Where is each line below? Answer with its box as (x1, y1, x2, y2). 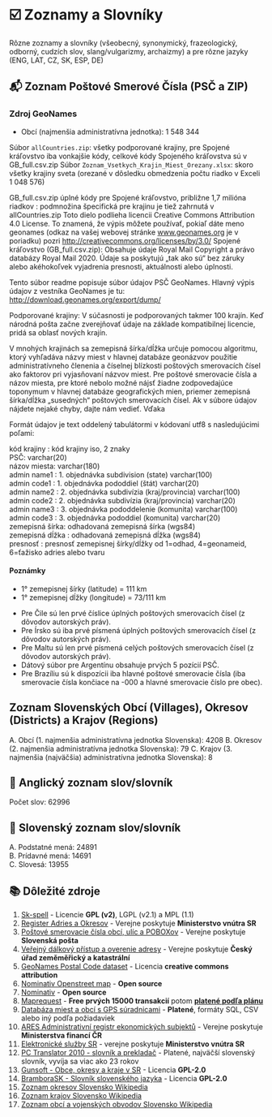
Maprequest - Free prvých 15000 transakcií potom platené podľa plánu (20, 996, 264, 1006)
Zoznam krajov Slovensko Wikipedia (20, 1091, 142, 1101)
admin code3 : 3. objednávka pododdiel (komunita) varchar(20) (9, 512, 221, 523)
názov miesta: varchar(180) (9, 461, 100, 471)
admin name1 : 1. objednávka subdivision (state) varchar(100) (9, 469, 213, 479)
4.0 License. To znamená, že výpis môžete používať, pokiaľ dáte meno (9, 218, 245, 228)
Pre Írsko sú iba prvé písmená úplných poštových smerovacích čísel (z (20, 625, 257, 635)
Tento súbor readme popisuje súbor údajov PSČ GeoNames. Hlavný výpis (9, 277, 255, 287)
